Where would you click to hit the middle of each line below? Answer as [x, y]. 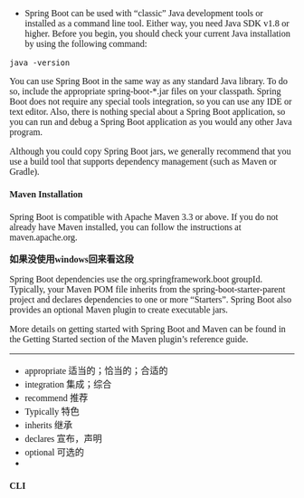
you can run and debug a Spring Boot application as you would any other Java [151, 122]
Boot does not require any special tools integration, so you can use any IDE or [151, 101]
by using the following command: [86, 44]
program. [26, 132]
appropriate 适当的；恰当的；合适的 [97, 370]
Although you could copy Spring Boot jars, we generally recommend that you [150, 151]
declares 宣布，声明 [63, 438]
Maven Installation [46, 195]
